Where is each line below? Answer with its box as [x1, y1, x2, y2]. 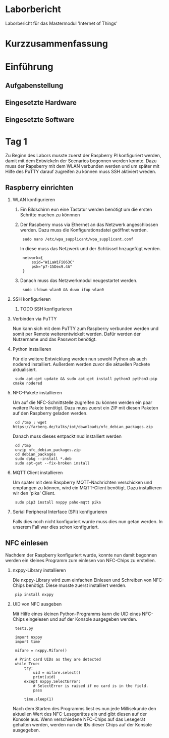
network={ [22, 255, 43, 261]
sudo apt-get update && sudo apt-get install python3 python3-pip [15, 377, 157, 382]
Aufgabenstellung [5, 81, 64, 89]
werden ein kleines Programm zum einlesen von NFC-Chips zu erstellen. [5, 558, 156, 564]
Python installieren [12, 346, 51, 352]
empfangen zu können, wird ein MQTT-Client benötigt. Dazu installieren [12, 485, 162, 491]
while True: [15, 661, 40, 667]
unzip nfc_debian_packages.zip [15, 447, 81, 453]
